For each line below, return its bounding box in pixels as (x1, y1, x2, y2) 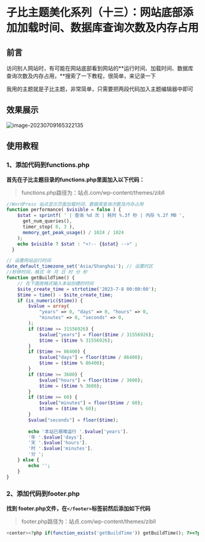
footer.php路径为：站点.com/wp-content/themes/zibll (21, 518, 156, 525)
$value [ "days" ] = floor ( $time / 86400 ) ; (38, 355, 143, 361)
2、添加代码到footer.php (6, 489, 81, 498)
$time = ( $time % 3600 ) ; (38, 383, 103, 389)
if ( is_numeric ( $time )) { (17, 298, 84, 304)
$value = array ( (28, 303, 70, 309)
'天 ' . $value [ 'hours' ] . (28, 440, 88, 446)
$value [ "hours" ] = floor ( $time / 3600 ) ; (38, 377, 143, 383)
